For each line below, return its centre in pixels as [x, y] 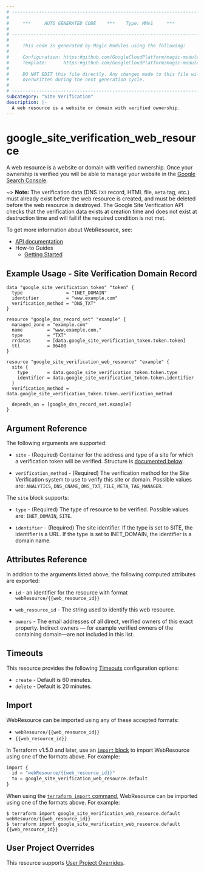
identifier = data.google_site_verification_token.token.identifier [106, 378]
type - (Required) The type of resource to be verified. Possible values [102, 509]
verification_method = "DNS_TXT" [54, 304]
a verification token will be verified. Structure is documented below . [99, 462]
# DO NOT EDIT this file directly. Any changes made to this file [97, 74]
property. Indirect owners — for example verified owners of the [94, 628]
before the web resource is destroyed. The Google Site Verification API [95, 205]
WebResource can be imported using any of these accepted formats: [93, 720]
